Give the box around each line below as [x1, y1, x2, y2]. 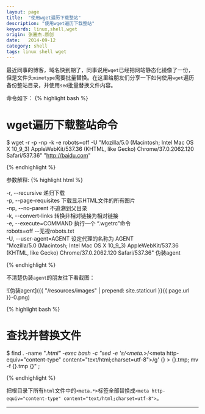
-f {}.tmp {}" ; [6, 362, 40, 369]
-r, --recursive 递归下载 [6, 189, 65, 196]
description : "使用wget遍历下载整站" [6, 20, 95, 26]
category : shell [6, 43, 48, 49]
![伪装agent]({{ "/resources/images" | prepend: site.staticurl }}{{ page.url [6, 286, 190, 294]
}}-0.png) [6, 294, 31, 301]
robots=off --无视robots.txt [6, 227, 74, 234]
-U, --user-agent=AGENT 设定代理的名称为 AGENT [6, 234, 134, 242]
